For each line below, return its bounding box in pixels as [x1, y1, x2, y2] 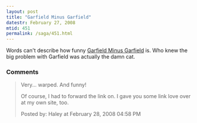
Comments [6, 68, 39, 76]
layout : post [6, 8, 39, 15]
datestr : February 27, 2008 [6, 20, 76, 25]
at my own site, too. [20, 99, 69, 106]
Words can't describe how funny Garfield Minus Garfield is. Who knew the [6, 47, 188, 54]
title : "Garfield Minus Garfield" [6, 14, 92, 20]
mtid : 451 [6, 25, 31, 31]
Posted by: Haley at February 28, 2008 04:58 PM [20, 111, 141, 118]
